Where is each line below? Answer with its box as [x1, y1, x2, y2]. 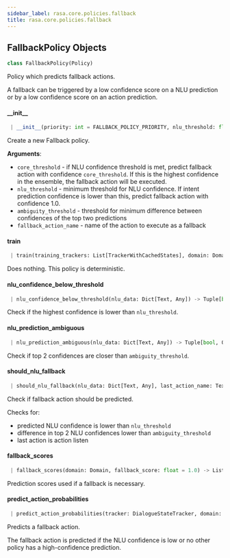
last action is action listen [16, 436, 89, 444]
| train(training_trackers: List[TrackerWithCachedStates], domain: [10, 252, 210, 259]
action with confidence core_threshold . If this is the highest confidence [16, 170, 219, 178]
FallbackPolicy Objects [7, 42, 107, 54]
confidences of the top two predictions [16, 214, 127, 222]
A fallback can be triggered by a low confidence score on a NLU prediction [7, 86, 218, 94]
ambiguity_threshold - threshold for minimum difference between [16, 207, 203, 215]
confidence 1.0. [16, 200, 61, 208]
